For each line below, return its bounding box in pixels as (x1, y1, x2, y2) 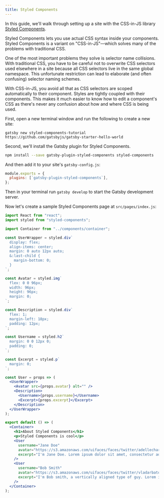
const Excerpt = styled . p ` (5, 357, 60, 362)
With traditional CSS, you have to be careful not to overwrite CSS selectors (5, 60, 155, 66)
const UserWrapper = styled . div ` (5, 235, 73, 240)
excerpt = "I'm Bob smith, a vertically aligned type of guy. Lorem (18, 475, 156, 479)
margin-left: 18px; (9, 317, 49, 321)
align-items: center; (9, 244, 54, 249)
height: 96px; (9, 290, 38, 294)
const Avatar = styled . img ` (5, 276, 62, 281)
